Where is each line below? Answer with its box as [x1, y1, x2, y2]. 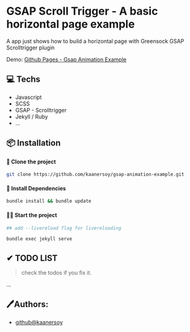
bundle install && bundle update [6, 198, 92, 204]
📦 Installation [6, 138, 61, 148]
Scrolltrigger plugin [6, 44, 55, 51]
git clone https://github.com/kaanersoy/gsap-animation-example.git [6, 171, 185, 178]
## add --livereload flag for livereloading [6, 225, 122, 231]
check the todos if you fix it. [21, 269, 92, 276]
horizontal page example [6, 17, 135, 31]
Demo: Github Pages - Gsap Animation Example [6, 56, 127, 63]
